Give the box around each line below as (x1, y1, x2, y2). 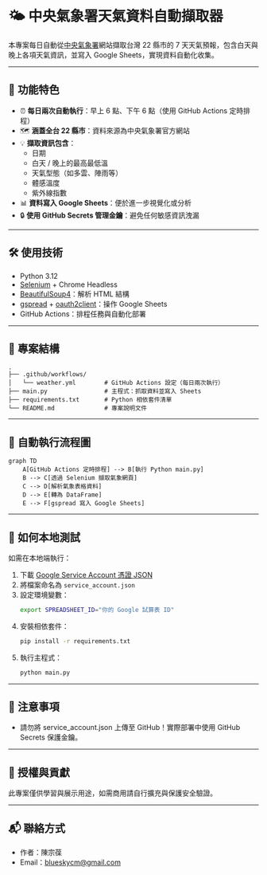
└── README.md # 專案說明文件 (8, 404, 147, 413)
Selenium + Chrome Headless (19, 280, 118, 289)
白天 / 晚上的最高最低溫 (31, 158, 109, 167)
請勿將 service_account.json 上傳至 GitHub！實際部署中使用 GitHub (19, 723, 241, 732)
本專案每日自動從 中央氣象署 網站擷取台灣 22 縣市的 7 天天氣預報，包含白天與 (8, 40, 258, 49)
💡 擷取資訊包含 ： (19, 138, 76, 147)
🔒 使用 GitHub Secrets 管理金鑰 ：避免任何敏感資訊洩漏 (19, 210, 200, 220)
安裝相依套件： (19, 621, 69, 630)
